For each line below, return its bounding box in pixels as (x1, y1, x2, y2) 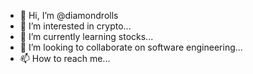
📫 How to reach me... (19, 53, 111, 64)
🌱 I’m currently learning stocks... (19, 31, 154, 42)
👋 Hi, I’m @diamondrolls (19, 10, 119, 21)
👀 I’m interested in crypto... (19, 20, 132, 32)
